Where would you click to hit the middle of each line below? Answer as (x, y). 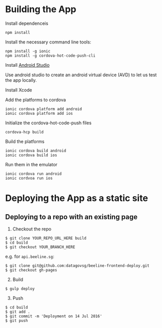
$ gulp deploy (20, 289)
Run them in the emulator (31, 164)
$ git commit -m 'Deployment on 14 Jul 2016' (54, 316)
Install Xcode (19, 90)
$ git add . (18, 312)
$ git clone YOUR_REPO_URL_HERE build (46, 238)
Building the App (41, 9)
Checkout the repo (32, 229)
